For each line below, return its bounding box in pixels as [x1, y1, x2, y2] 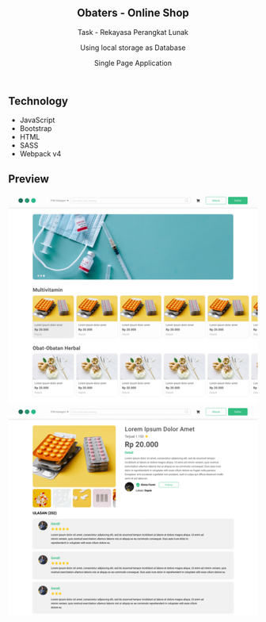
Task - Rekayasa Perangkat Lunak [78, 27, 188, 36]
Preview [8, 172, 50, 186]
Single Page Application [93, 58, 173, 67]
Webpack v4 [19, 149, 62, 159]
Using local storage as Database [80, 43, 186, 52]
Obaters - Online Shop [76, 6, 190, 20]
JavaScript [19, 115, 55, 125]
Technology [8, 94, 69, 108]
